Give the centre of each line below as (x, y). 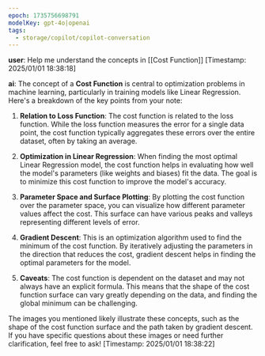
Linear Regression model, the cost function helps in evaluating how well (136, 165)
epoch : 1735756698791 (44, 15)
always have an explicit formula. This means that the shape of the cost (134, 286)
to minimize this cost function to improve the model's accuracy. (123, 182)
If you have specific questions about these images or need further (116, 335)
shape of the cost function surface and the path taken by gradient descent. (131, 327)
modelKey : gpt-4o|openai (49, 23)
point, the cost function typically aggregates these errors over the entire (137, 133)
